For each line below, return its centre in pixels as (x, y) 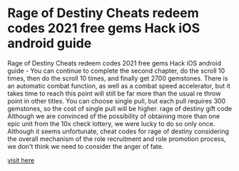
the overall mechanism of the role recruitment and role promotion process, (117, 139)
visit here (21, 160)
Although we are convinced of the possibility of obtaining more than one (113, 116)
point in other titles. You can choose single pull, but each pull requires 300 (117, 100)
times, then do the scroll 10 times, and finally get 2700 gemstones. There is (118, 78)
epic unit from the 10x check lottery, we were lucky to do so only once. (111, 123)
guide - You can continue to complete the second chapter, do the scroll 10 (116, 71)
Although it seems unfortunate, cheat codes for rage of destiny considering (118, 131)
